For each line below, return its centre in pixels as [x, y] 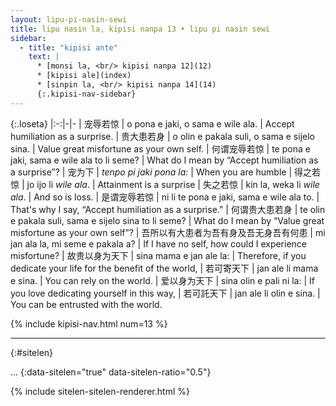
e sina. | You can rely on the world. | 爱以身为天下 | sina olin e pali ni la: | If [162, 280]
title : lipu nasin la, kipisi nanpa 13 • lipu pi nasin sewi [140, 29]
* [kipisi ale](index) [84, 76]
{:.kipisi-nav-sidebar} [86, 94]
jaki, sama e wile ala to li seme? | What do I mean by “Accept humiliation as [164, 160]
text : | [44, 57]
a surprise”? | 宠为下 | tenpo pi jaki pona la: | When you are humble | [151, 172]
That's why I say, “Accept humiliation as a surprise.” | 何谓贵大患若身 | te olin [168, 209]
